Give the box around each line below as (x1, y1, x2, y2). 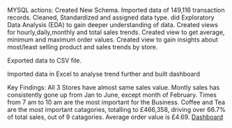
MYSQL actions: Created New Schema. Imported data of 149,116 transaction (7, 6, 225, 14)
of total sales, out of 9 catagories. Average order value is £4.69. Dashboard (7, 113, 224, 121)
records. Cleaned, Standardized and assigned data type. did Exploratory (7, 13, 215, 22)
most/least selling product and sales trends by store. (7, 43, 158, 51)
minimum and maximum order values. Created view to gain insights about (7, 35, 218, 44)
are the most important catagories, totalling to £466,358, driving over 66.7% (7, 106, 226, 113)
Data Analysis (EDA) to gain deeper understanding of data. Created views (7, 21, 218, 29)
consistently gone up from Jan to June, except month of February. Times (7, 90, 217, 99)
